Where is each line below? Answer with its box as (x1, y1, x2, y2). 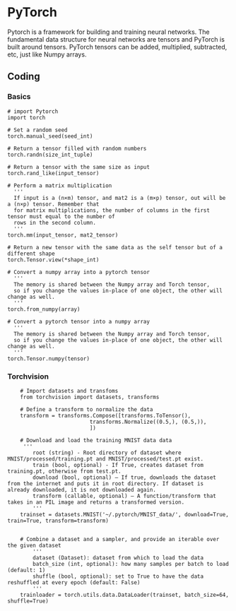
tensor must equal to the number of (7, 213, 115, 220)
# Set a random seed (7, 126, 69, 134)
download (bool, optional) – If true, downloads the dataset (33, 474, 217, 481)
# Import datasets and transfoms (20, 387, 119, 394)
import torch (7, 114, 46, 121)
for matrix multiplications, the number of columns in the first (13, 206, 211, 214)
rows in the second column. (13, 219, 97, 226)
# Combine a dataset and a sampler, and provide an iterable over (20, 535, 220, 542)
